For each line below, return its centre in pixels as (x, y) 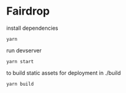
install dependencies (32, 28)
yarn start (20, 61)
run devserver (24, 50)
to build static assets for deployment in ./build (64, 73)
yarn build (20, 84)
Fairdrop (28, 11)
